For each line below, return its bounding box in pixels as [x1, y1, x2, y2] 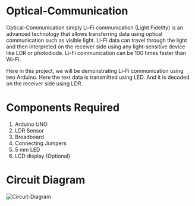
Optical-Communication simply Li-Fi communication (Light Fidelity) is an [6, 24, 183, 31]
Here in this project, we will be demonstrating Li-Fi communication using [6, 67, 184, 74]
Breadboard [14, 133, 45, 140]
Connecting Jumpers [14, 139, 67, 147]
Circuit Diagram [6, 173, 85, 187]
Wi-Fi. [6, 56, 21, 63]
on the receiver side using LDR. [6, 79, 83, 87]
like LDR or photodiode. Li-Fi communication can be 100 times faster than [6, 49, 186, 56]
